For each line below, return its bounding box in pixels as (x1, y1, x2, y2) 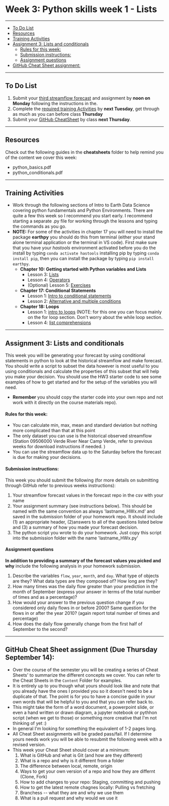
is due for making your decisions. (12, 454, 82, 460)
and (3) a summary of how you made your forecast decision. (12, 524, 138, 530)
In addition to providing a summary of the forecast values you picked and (5, 557, 161, 563)
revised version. (12, 741, 46, 748)
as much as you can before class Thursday (12, 111, 103, 117)
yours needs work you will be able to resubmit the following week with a (12, 736, 162, 742)
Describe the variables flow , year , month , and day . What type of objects (12, 573, 159, 579)
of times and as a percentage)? (12, 594, 77, 600)
